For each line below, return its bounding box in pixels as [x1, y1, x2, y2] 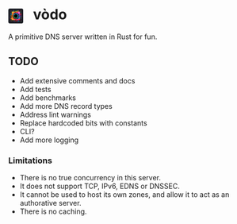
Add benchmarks [19, 93, 77, 102]
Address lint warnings [19, 110, 91, 119]
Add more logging [19, 135, 79, 145]
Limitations [8, 155, 53, 166]
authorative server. [19, 199, 82, 208]
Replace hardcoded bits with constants [19, 118, 148, 128]
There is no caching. [19, 207, 87, 216]
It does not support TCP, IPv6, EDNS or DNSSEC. [19, 181, 180, 191]
